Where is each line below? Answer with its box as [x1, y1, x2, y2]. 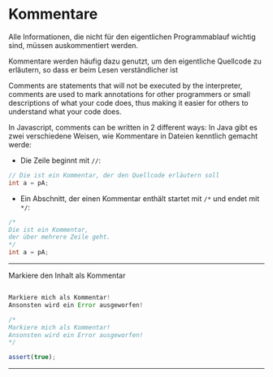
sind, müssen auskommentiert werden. [8, 40, 139, 50]
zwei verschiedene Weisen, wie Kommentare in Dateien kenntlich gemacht [8, 131, 258, 141]
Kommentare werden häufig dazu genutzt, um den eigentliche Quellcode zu [8, 56, 262, 66]
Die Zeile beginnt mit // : [19, 156, 102, 165]
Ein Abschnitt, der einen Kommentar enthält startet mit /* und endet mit [19, 193, 260, 204]
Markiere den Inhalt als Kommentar [8, 270, 126, 281]
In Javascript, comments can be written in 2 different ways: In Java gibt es [8, 122, 258, 132]
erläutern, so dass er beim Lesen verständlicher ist [8, 64, 179, 74]
